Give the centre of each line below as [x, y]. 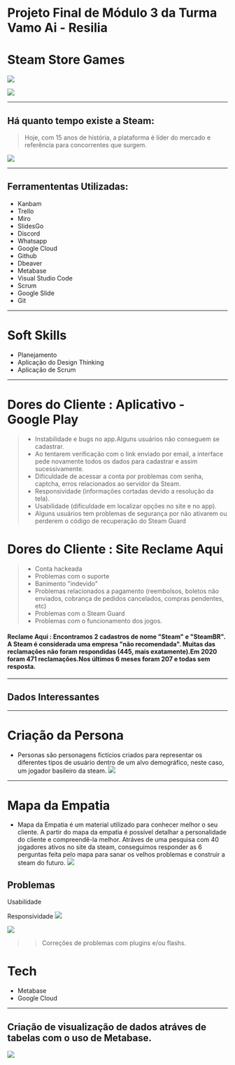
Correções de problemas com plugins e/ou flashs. [114, 943]
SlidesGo [30, 226]
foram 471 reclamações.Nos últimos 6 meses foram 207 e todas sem [109, 659]
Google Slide [36, 293]
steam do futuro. [41, 863]
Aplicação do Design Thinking [60, 362]
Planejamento [37, 355]
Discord [29, 233]
